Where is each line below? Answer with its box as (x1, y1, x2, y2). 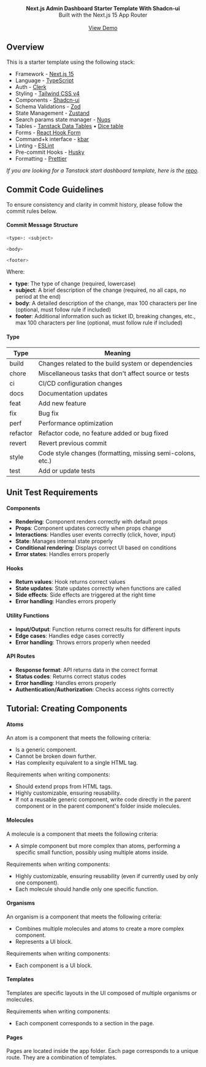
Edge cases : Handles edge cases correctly (15, 632, 124, 639)
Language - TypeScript (15, 77, 74, 84)
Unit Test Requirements (6, 488, 98, 498)
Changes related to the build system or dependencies (38, 359, 193, 367)
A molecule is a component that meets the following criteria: (6, 830, 158, 838)
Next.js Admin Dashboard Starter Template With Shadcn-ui (26, 5, 180, 12)
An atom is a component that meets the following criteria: (6, 734, 151, 741)
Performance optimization (38, 419, 113, 427)
